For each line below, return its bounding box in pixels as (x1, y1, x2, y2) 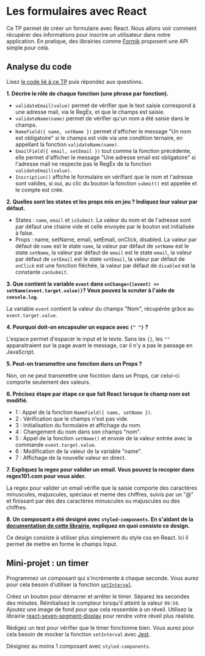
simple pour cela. (6, 44, 50, 51)
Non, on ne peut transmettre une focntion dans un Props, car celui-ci (6, 372, 180, 379)
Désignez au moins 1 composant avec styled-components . (6, 642, 151, 649)
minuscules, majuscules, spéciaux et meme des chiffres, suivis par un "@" (6, 490, 194, 498)
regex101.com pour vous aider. (6, 472, 87, 479)
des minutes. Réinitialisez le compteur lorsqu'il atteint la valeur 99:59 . (6, 599, 180, 606)
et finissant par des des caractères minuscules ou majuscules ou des (6, 497, 180, 504)
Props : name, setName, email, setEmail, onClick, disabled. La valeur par (15, 235, 197, 243)
